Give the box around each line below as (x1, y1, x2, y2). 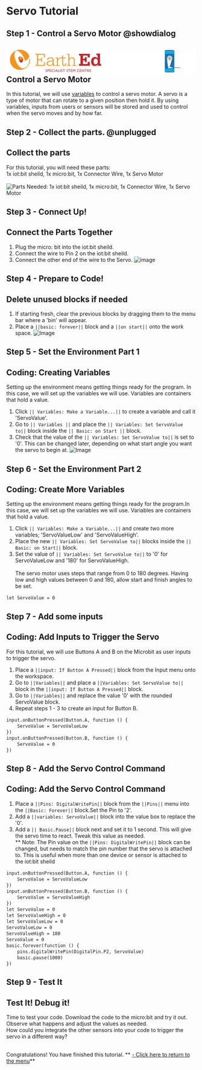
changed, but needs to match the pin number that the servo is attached (14, 845, 192, 852)
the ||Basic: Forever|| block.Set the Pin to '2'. (14, 806, 133, 814)
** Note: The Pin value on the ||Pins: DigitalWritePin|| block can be (14, 838, 191, 845)
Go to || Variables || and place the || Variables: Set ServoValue (14, 421, 183, 428)
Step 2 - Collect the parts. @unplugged (6, 127, 157, 137)
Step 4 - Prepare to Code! (6, 273, 104, 284)
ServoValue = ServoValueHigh (17, 894, 90, 900)
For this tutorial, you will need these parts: (6, 164, 110, 171)
